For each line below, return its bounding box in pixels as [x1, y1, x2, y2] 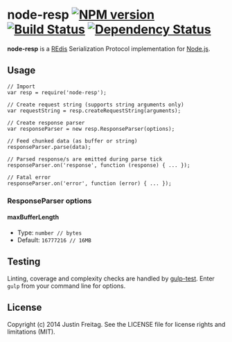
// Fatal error [7, 174, 51, 181]
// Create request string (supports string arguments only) [7, 101, 185, 108]
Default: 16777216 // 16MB [17, 235, 91, 244]
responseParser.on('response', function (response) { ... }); [7, 161, 190, 169]
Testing [7, 256, 41, 268]
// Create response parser [7, 119, 85, 126]
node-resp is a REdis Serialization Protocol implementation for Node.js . [7, 44, 211, 53]
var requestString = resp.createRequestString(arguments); [7, 107, 181, 114]
